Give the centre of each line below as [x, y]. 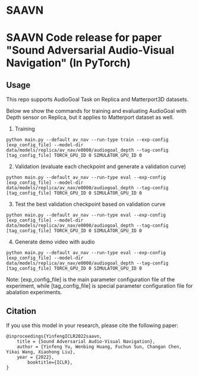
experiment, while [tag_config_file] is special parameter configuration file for [99, 286]
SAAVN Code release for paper [84, 38]
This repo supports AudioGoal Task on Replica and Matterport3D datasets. [97, 100]
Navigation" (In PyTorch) [68, 63]
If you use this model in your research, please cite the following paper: [92, 325]
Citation [21, 311]
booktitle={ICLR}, [50, 362]
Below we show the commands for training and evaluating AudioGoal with [97, 111]
